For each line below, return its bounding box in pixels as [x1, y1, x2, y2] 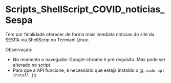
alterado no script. [12, 62, 52, 68]
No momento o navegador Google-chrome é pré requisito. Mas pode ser [12, 56, 166, 62]
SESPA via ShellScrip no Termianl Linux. [5, 37, 90, 43]
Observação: [5, 46, 33, 52]
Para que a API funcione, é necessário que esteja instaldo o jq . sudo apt [12, 67, 165, 73]
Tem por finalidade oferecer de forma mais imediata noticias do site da [5, 31, 155, 37]
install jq [12, 72, 36, 77]
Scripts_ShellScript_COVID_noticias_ [5, 4, 165, 15]
